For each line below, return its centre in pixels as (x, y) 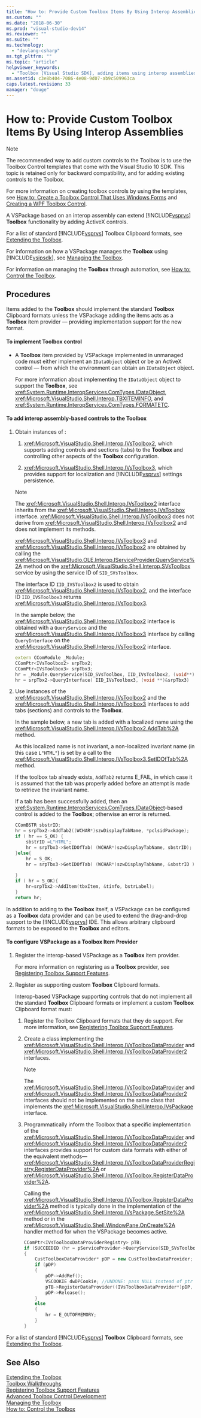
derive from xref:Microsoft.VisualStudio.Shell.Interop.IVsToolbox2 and (101, 523)
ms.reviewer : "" (26, 34)
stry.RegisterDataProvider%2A (62, 1169)
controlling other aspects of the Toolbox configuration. (92, 456)
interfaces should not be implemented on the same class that (99, 1100)
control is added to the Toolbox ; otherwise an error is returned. (93, 814)
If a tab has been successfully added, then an (71, 802)
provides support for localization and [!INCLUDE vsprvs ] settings (103, 474)
